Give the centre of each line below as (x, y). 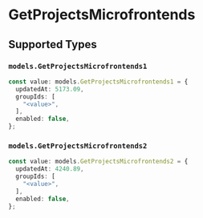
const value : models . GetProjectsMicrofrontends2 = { (98, 162)
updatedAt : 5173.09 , (50, 89)
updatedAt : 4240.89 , (50, 169)
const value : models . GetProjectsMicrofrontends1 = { (98, 82)
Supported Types (53, 44)
